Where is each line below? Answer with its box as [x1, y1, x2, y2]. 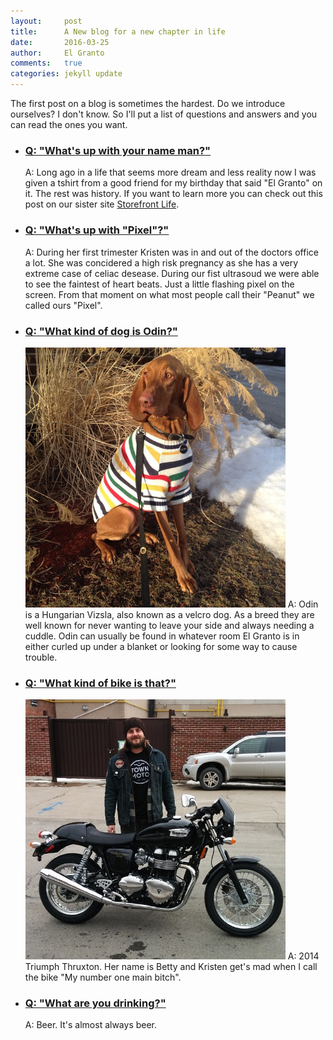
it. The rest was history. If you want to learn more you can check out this [24, 188, 323, 200]
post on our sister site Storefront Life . [24, 198, 180, 210]
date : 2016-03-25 [10, 37, 110, 47]
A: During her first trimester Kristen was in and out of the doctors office [24, 246, 319, 258]
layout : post [10, 16, 83, 26]
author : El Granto [10, 48, 105, 58]
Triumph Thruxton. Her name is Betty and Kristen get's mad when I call [24, 961, 318, 973]
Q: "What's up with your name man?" [24, 143, 212, 157]
